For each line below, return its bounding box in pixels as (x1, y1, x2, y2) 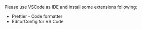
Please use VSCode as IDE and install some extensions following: (4, 4, 138, 10)
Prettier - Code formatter (11, 14, 63, 19)
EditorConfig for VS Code (11, 19, 64, 24)
